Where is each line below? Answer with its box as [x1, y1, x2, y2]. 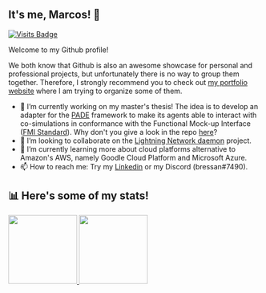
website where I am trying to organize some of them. [8, 86, 183, 96]
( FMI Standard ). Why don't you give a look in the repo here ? [19, 127, 218, 136]
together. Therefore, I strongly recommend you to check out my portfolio [8, 77, 248, 87]
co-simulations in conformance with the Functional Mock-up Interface [19, 118, 251, 128]
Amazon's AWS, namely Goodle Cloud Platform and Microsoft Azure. [19, 153, 248, 162]
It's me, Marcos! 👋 [8, 8, 101, 22]
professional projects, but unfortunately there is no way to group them [8, 69, 240, 79]
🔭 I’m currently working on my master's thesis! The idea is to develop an [19, 101, 259, 111]
